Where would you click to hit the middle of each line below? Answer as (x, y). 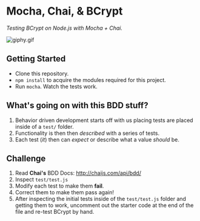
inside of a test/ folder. (44, 126)
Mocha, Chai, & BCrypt (65, 11)
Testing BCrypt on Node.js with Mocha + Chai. (65, 28)
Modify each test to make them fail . (59, 186)
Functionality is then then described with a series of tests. (87, 133)
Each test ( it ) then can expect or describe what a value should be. (97, 139)
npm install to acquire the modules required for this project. (91, 80)
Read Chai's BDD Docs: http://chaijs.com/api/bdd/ (78, 173)
